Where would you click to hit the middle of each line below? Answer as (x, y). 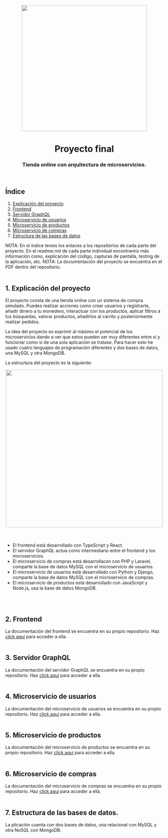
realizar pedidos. (23, 322)
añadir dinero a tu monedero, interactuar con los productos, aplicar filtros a (83, 311)
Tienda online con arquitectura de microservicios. (84, 165)
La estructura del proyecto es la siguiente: (49, 363)
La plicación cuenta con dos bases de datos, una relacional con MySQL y (81, 824)
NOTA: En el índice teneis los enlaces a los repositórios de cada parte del (81, 246)
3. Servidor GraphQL (38, 658)
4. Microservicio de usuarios (51, 697)
